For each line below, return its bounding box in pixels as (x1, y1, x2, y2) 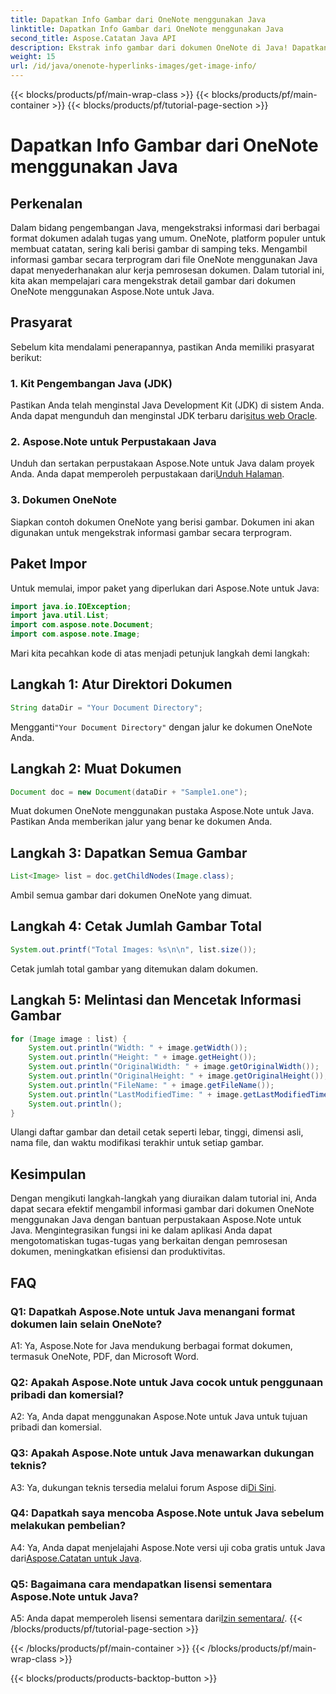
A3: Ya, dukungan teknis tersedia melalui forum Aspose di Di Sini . (10, 1481, 277, 1493)
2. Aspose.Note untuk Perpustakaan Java (10, 435, 217, 449)
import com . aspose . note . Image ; (10, 629, 141, 640)
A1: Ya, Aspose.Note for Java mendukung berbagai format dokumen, (10, 1339, 293, 1351)
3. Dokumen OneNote (10, 493, 117, 507)
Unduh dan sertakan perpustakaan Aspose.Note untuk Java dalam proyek (10, 457, 315, 470)
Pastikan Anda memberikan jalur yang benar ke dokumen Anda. (10, 816, 273, 828)
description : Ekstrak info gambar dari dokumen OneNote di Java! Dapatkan (10, 42, 329, 53)
